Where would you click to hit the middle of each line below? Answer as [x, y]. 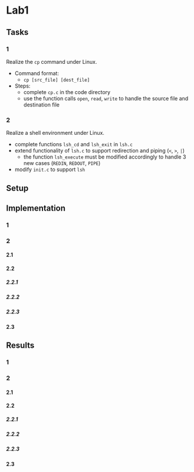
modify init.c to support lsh [50, 170]
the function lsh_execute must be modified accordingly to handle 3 [105, 157]
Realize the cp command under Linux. [52, 62]
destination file [42, 105]
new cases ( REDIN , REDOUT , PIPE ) [62, 163]
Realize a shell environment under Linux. [55, 133]
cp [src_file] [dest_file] [57, 80]
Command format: [37, 73]
